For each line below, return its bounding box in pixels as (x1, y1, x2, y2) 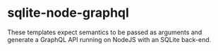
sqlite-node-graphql (7, 5, 129, 21)
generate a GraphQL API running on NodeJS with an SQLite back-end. (7, 35, 212, 43)
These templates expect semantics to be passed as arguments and (7, 28, 202, 36)
